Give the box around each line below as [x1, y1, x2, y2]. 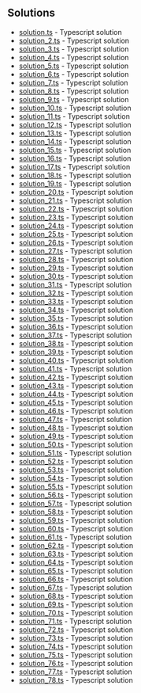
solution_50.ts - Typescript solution [18, 440, 133, 449]
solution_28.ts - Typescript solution [18, 254, 134, 264]
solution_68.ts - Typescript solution [18, 591, 133, 600]
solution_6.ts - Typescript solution [18, 69, 129, 78]
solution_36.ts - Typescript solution [18, 322, 133, 331]
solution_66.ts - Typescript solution [18, 574, 133, 584]
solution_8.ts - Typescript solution [18, 86, 129, 96]
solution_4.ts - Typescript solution [18, 52, 129, 62]
